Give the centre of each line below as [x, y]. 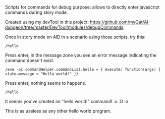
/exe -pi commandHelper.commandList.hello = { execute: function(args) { [83, 69]
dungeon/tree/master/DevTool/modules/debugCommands [64, 27]
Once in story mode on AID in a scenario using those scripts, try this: [75, 37]
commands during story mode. [37, 12]
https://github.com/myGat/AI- [120, 22]
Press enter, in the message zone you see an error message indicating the [81, 55]
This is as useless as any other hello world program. [58, 111]
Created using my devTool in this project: [47, 22]
